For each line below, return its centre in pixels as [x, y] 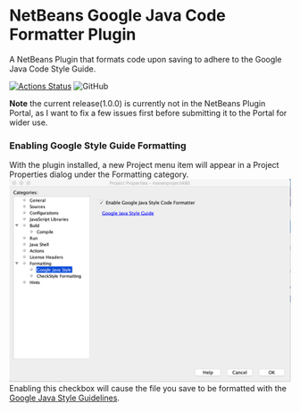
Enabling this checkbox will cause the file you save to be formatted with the [148, 389]
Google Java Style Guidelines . [65, 398]
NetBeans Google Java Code [117, 16]
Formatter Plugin [73, 34]
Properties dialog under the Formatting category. [99, 174]
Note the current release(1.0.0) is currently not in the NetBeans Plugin [137, 103]
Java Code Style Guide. [53, 69]
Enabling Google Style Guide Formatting [98, 146]
